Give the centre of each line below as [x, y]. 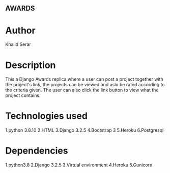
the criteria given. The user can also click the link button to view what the [82, 90]
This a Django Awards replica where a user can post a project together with [84, 79]
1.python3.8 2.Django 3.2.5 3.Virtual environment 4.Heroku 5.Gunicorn [79, 165]
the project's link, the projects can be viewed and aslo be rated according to [85, 85]
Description [31, 65]
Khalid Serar [18, 44]
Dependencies [37, 151]
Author [20, 30]
